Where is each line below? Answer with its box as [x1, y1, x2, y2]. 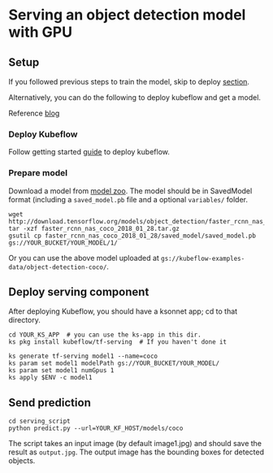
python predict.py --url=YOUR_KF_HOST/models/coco [8, 424, 184, 432]
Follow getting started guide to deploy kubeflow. [8, 147, 171, 157]
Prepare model [8, 167, 67, 179]
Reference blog [8, 108, 60, 118]
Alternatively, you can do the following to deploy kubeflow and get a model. [8, 93, 262, 102]
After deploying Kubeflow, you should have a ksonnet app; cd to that [8, 306, 238, 316]
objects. [8, 456, 36, 466]
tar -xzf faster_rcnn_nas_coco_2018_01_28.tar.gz [8, 224, 180, 232]
